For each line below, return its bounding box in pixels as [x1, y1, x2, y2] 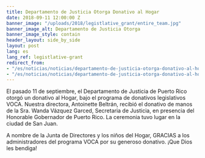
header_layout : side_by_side [6, 37, 81, 43]
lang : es [6, 49, 29, 55]
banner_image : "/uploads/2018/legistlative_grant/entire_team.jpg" [6, 20, 182, 26]
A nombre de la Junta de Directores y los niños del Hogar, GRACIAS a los [6, 132, 190, 139]
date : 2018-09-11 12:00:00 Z [6, 15, 81, 21]
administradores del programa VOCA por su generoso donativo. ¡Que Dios [6, 138, 193, 146]
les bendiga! [6, 145, 38, 152]
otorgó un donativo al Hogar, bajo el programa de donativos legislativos [6, 94, 186, 101]
